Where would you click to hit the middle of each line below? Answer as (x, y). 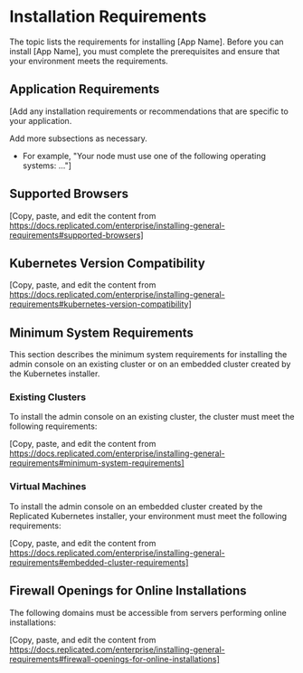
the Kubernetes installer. (55, 374)
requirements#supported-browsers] (76, 235)
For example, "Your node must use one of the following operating (144, 156)
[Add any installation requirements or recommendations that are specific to (149, 111)
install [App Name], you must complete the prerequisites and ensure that (145, 51)
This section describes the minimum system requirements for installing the (148, 355)
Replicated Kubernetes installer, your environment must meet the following (148, 516)
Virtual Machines (48, 487)
